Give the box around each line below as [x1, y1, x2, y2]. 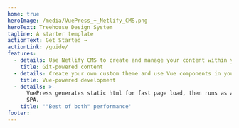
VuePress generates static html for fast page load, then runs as [26, 90, 228, 97]
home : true [7, 10, 40, 18]
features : [7, 50, 37, 58]
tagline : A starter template [7, 30, 94, 38]
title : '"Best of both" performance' [20, 103, 132, 110]
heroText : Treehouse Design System [7, 23, 113, 31]
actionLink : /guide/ [7, 43, 69, 50]
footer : [7, 110, 31, 117]
